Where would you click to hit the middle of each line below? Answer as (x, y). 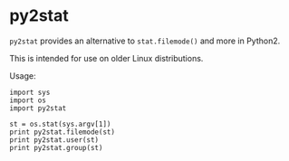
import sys (30, 92)
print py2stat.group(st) (56, 147)
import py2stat (38, 108)
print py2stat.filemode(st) (63, 132)
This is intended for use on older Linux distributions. (106, 58)
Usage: (23, 76)
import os (28, 100)
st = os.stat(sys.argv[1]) (60, 124)
